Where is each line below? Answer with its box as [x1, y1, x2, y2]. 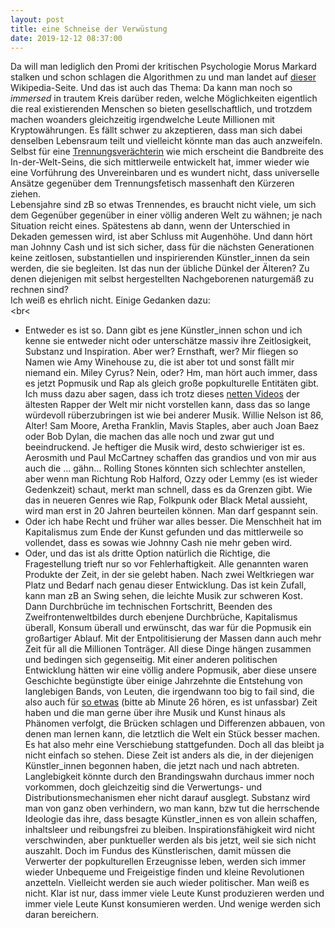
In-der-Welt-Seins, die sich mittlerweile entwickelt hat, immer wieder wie [10, 156, 310, 168]
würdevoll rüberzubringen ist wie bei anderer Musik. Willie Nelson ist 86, [24, 409, 324, 421]
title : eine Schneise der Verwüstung [10, 24, 168, 34]
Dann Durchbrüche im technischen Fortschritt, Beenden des [24, 601, 273, 613]
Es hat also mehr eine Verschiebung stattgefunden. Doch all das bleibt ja [24, 739, 325, 751]
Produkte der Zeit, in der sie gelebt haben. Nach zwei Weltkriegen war [24, 569, 315, 581]
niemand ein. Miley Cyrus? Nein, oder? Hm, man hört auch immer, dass [24, 367, 318, 379]
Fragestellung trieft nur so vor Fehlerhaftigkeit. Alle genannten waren [24, 558, 309, 570]
